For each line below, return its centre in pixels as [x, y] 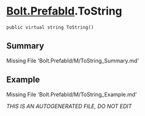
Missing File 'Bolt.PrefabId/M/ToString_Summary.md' [73, 60]
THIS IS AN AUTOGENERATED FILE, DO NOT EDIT [69, 106]
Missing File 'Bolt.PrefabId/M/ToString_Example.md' [72, 94]
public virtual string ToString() [50, 27]
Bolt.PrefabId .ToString [64, 11]
